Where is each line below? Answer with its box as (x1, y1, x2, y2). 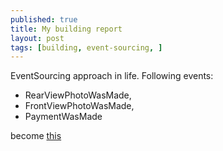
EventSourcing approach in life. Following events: (10, 70, 214, 82)
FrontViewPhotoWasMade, (24, 100, 135, 112)
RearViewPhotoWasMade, (24, 89, 132, 101)
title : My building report (10, 24, 123, 34)
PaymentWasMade (24, 111, 103, 123)
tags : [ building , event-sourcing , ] (10, 42, 163, 53)
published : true (10, 14, 78, 25)
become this (10, 130, 62, 142)
